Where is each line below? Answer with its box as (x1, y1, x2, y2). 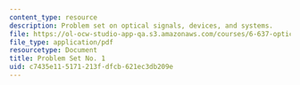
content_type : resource (9, 12, 98, 22)
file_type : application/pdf (9, 37, 114, 47)
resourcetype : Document (9, 46, 98, 55)
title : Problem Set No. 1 (9, 54, 105, 63)
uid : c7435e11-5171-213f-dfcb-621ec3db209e (9, 63, 174, 72)
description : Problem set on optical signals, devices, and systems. (9, 21, 274, 30)
